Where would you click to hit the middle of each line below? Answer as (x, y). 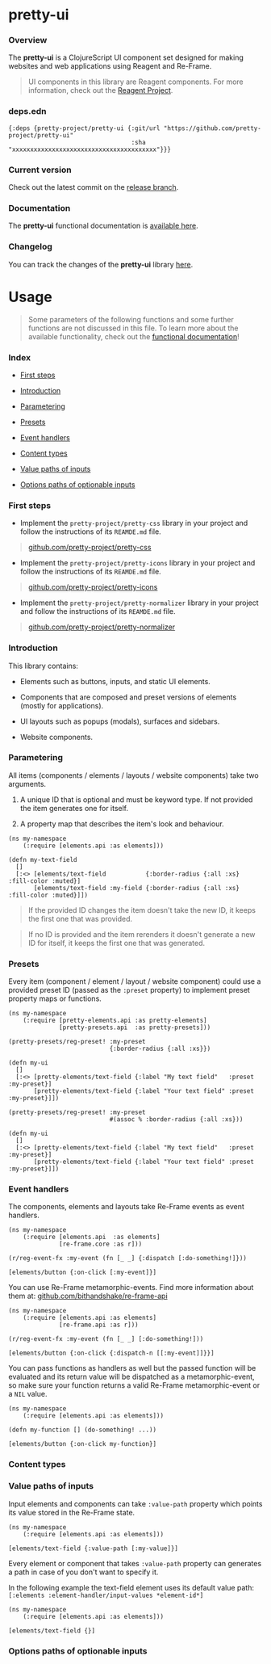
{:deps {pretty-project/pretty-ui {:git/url (84, 128)
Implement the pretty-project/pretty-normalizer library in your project (140, 603)
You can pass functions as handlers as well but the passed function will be (132, 1368)
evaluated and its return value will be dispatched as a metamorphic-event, (132, 1377)
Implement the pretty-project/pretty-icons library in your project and (138, 563)
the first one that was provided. (80, 918)
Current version (40, 170)
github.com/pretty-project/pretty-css (90, 548)
